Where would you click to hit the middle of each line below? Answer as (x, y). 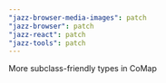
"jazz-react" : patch (48, 34)
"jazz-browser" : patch (51, 26)
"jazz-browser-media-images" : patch (78, 18)
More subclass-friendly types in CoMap (83, 69)
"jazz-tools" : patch (48, 43)
